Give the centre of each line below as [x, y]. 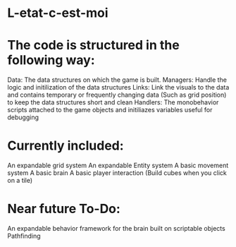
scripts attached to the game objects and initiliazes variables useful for [110, 110]
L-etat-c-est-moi [58, 13]
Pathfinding [24, 236]
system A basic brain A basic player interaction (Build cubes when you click [117, 173]
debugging [23, 117]
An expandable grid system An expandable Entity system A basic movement [118, 165]
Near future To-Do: [64, 209]
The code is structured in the [93, 46]
